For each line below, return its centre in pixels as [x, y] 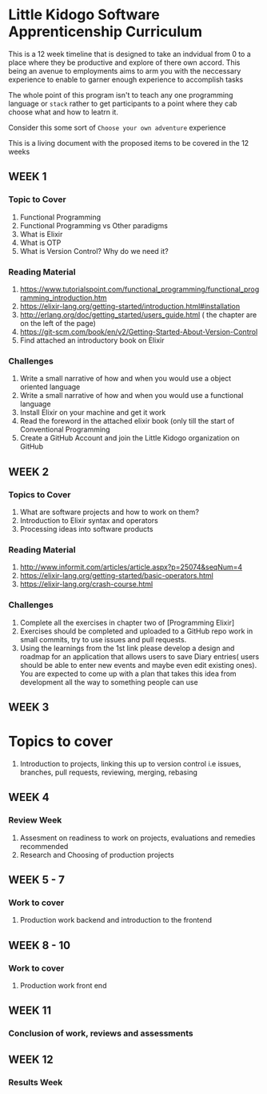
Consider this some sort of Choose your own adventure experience [117, 127]
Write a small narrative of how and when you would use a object [126, 379]
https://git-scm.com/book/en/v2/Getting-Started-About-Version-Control [139, 332]
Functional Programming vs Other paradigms [94, 225]
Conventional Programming [65, 429]
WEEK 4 [29, 797]
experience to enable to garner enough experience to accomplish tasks [126, 79]
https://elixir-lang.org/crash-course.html [86, 584]
